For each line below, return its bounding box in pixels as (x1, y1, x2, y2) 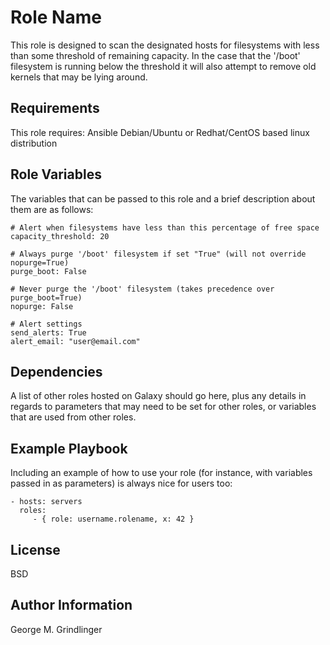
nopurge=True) (10, 257, 70, 268)
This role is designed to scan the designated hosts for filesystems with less (10, 39, 320, 51)
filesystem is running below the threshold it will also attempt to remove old (10, 60, 317, 72)
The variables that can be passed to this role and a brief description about (10, 192, 316, 205)
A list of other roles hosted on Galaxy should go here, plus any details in (10, 390, 307, 402)
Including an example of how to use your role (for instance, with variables (10, 467, 313, 479)
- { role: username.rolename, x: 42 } (32, 514, 195, 525)
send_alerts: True (10, 327, 87, 338)
